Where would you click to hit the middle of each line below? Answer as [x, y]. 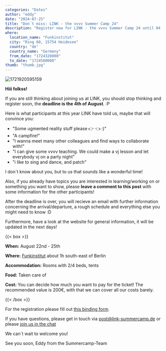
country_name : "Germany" [35, 51]
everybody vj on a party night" [44, 157]
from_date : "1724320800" [35, 56]
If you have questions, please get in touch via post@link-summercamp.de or [83, 319]
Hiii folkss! [16, 89]
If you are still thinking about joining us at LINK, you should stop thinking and [83, 99]
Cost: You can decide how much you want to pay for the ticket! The [74, 285]
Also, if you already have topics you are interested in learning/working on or [83, 181]
